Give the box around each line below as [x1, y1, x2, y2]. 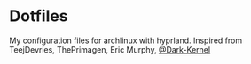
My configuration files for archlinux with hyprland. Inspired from [9, 35, 242, 46]
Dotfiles [9, 6, 68, 26]
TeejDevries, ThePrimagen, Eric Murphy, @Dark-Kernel [9, 44, 211, 54]
